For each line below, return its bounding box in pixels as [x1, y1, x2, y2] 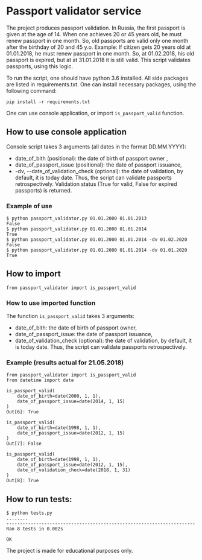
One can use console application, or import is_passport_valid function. [6, 109, 185, 116]
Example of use [6, 202, 52, 210]
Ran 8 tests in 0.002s [6, 526, 63, 532]
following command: [6, 87, 57, 94]
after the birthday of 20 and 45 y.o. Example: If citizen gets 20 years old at [6, 43, 191, 51]
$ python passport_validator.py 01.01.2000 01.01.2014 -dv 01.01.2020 [6, 247, 188, 253]
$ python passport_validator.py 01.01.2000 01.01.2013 [6, 215, 147, 221]
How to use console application [6, 127, 127, 137]
